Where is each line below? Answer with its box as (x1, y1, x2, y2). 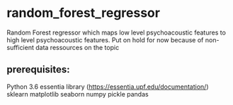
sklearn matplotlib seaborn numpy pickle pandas (6, 89, 149, 98)
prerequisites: (6, 63, 70, 75)
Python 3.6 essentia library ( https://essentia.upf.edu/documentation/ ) (6, 82, 210, 91)
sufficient (6, 43, 35, 51)
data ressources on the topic (35, 43, 120, 51)
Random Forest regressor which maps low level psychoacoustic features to (6, 28, 226, 37)
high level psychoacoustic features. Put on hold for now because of (6, 35, 204, 44)
